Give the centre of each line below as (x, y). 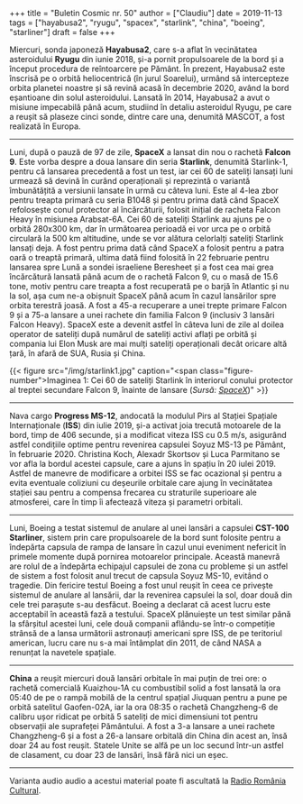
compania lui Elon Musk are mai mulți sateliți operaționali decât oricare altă (148, 343)
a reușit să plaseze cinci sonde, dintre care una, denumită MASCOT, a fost (147, 117)
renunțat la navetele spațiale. (63, 652)
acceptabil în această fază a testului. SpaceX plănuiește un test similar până (150, 614)
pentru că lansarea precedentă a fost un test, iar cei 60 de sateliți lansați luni (151, 171)
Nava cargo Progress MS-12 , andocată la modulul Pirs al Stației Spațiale (143, 416)
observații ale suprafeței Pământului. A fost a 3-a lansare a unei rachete (142, 726)
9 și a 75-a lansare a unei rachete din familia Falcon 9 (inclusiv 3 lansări (142, 315)
